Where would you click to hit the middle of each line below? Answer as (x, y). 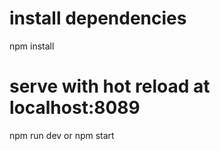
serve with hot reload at (110, 86)
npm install (32, 46)
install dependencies (98, 18)
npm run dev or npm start (62, 135)
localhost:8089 (75, 108)
